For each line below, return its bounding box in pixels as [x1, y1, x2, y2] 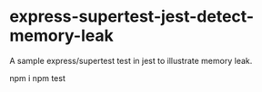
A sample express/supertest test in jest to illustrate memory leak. [9, 55, 253, 66]
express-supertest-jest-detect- [9, 6, 255, 27]
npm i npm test [9, 72, 65, 83]
